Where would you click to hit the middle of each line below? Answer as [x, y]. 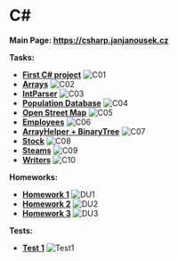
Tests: [21, 230]
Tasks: [22, 57]
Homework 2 [46, 204]
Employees [43, 122]
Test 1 [33, 248]
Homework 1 [45, 194]
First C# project [52, 74]
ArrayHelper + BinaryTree [71, 131]
